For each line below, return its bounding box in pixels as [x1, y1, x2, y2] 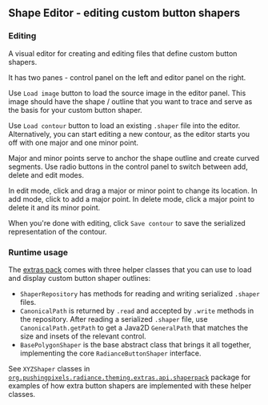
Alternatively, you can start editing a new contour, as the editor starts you [8, 129, 250, 138]
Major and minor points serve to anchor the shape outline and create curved [8, 153, 260, 162]
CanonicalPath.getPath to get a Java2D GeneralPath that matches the [19, 323, 249, 332]
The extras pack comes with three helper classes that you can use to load [8, 264, 252, 275]
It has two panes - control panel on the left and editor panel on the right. [8, 72, 246, 82]
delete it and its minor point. [8, 202, 101, 212]
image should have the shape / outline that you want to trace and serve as [8, 96, 253, 106]
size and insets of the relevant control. [19, 331, 146, 341]
